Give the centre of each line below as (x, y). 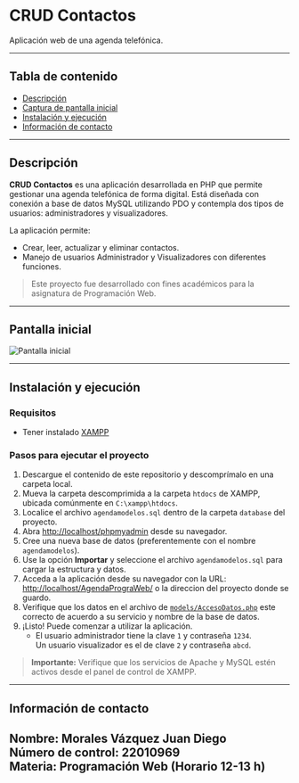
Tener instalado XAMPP (65, 433)
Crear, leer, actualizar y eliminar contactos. (101, 247)
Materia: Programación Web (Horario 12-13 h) (137, 767)
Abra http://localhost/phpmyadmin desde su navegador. (125, 532)
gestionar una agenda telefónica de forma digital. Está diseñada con (134, 194)
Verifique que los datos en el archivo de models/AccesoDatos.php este (149, 607)
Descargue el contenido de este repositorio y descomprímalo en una (148, 474)
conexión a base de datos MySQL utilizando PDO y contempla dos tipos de (147, 203)
